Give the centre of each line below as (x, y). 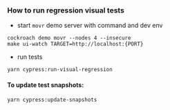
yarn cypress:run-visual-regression (60, 70)
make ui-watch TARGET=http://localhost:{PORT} (75, 44)
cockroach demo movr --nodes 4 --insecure (69, 38)
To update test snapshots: (46, 84)
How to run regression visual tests (66, 10)
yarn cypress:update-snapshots (52, 100)
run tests (30, 57)
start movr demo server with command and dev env (90, 26)
